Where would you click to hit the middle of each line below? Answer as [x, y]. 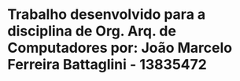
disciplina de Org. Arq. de [92, 31]
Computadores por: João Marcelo [120, 48]
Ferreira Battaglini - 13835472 [107, 65]
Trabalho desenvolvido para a [107, 15]
